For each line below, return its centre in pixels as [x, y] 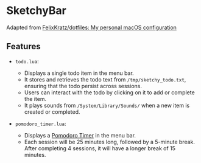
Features [23, 47]
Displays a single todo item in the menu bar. [79, 73]
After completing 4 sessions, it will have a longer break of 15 [100, 148]
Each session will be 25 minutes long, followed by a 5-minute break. [110, 142]
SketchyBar [37, 11]
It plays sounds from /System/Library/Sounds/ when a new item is [107, 105]
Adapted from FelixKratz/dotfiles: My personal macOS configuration [91, 27]
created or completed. [52, 112]
